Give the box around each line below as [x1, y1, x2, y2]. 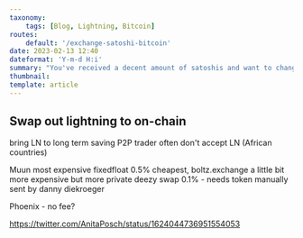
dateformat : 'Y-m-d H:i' [9, 55, 103, 64]
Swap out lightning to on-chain [9, 114, 187, 129]
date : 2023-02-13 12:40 [9, 47, 99, 56]
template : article [9, 80, 78, 89]
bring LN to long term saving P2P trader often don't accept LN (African [9, 137, 272, 149]
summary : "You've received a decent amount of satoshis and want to [9, 64, 272, 73]
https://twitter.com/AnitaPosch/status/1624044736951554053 [9, 218, 241, 230]
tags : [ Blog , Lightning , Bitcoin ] [25, 22, 155, 31]
